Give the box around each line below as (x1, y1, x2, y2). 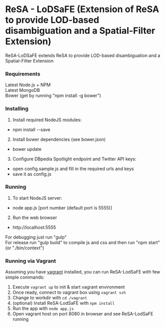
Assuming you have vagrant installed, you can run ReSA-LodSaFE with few (5, 269, 160, 275)
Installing (5, 105, 29, 112)
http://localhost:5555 (12, 224, 56, 230)
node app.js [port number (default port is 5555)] (12, 204, 112, 210)
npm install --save (12, 126, 50, 132)
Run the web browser (12, 214, 57, 221)
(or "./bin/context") (5, 245, 44, 251)
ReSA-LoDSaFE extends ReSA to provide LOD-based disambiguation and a (5, 52, 160, 59)
